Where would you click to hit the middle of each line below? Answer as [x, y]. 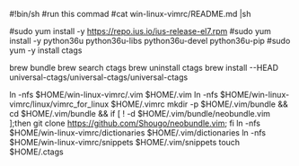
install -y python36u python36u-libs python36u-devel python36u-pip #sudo [150, 41]
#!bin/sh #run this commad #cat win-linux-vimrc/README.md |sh [130, 14]
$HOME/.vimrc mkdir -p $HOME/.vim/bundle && [200, 104]
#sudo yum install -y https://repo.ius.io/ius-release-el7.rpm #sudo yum [141, 31]
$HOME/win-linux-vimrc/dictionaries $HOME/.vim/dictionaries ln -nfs [138, 133]
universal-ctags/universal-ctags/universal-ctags [99, 77]
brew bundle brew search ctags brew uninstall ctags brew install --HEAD [144, 68]
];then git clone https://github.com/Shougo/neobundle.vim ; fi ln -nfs [135, 123]
